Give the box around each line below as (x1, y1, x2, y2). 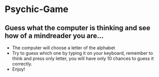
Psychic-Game (5, 4, 69, 15)
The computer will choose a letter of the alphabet (12, 45, 115, 51)
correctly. (12, 61, 32, 66)
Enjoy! (12, 66, 25, 72)
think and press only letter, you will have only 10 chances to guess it (12, 55, 154, 61)
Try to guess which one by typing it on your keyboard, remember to (12, 50, 153, 56)
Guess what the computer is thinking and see (5, 24, 150, 32)
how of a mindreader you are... (5, 31, 104, 40)
